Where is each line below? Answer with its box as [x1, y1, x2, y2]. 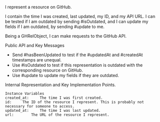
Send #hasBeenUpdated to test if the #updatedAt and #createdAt [12, 52, 143, 58]
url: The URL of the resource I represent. [5, 112, 110, 117]
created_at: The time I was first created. [5, 95, 103, 100]
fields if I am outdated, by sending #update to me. [5, 24, 105, 30]
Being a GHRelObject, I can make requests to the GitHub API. [5, 33, 127, 39]
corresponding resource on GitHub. [12, 67, 83, 73]
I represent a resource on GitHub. [5, 4, 72, 10]
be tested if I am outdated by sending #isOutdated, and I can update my [5, 19, 149, 24]
